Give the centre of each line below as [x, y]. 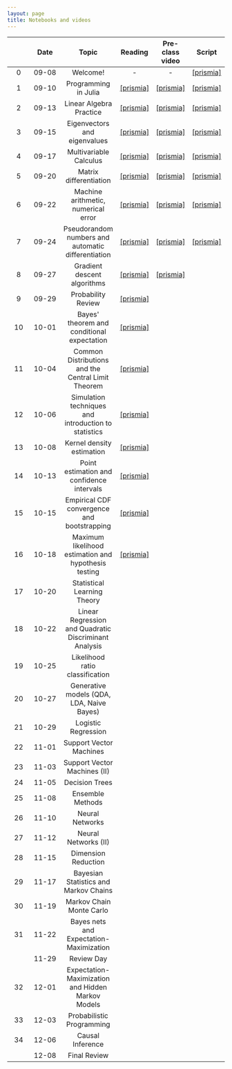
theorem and [88, 323]
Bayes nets [88, 921]
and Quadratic [88, 628]
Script [207, 52]
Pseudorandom [88, 229]
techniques [88, 406]
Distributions [88, 360]
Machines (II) [88, 771]
